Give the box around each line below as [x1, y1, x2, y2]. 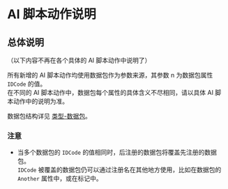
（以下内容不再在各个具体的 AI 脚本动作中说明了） [7, 56, 151, 64]
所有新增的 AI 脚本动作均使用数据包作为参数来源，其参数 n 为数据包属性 [7, 71, 213, 79]
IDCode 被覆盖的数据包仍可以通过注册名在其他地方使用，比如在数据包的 [17, 165, 222, 174]
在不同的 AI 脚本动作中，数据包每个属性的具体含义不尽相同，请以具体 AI [7, 89, 214, 96]
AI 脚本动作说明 [7, 6, 96, 22]
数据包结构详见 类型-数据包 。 [7, 112, 92, 120]
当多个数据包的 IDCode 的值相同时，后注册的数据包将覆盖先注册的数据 [17, 148, 218, 157]
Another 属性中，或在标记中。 [17, 174, 102, 183]
